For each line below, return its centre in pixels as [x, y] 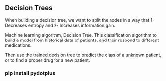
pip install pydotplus [30, 73]
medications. [18, 45]
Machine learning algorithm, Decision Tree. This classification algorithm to [81, 35]
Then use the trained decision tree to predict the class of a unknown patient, [83, 55]
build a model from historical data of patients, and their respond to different [82, 40]
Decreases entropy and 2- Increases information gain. [60, 25]
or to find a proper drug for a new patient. [48, 60]
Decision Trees [29, 8]
